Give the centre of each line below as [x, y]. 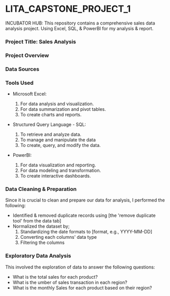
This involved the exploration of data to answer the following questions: [80, 267]
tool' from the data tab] [37, 221]
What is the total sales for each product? [55, 277]
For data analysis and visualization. [57, 104]
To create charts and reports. [51, 115]
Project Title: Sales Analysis [41, 41]
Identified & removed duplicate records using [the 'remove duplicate [84, 215]
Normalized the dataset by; [41, 226]
